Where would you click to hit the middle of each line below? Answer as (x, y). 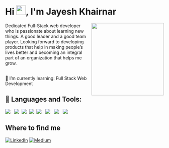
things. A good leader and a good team (46, 36)
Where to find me (33, 128)
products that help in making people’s (44, 47)
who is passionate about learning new (45, 31)
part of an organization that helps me (44, 57)
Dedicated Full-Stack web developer (43, 26)
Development (19, 84)
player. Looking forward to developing (45, 42)
